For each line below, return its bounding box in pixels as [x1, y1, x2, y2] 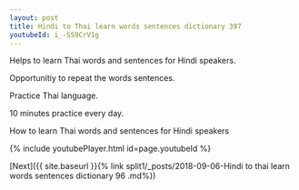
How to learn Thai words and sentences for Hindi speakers [9, 125, 230, 136]
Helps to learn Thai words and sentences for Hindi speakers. [9, 55, 236, 66]
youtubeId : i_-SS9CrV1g [9, 30, 100, 39]
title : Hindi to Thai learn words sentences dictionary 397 [9, 22, 243, 31]
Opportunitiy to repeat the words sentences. [9, 73, 175, 84]
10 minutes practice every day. [9, 108, 125, 119]
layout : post [9, 13, 59, 23]
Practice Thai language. [9, 90, 98, 101]
